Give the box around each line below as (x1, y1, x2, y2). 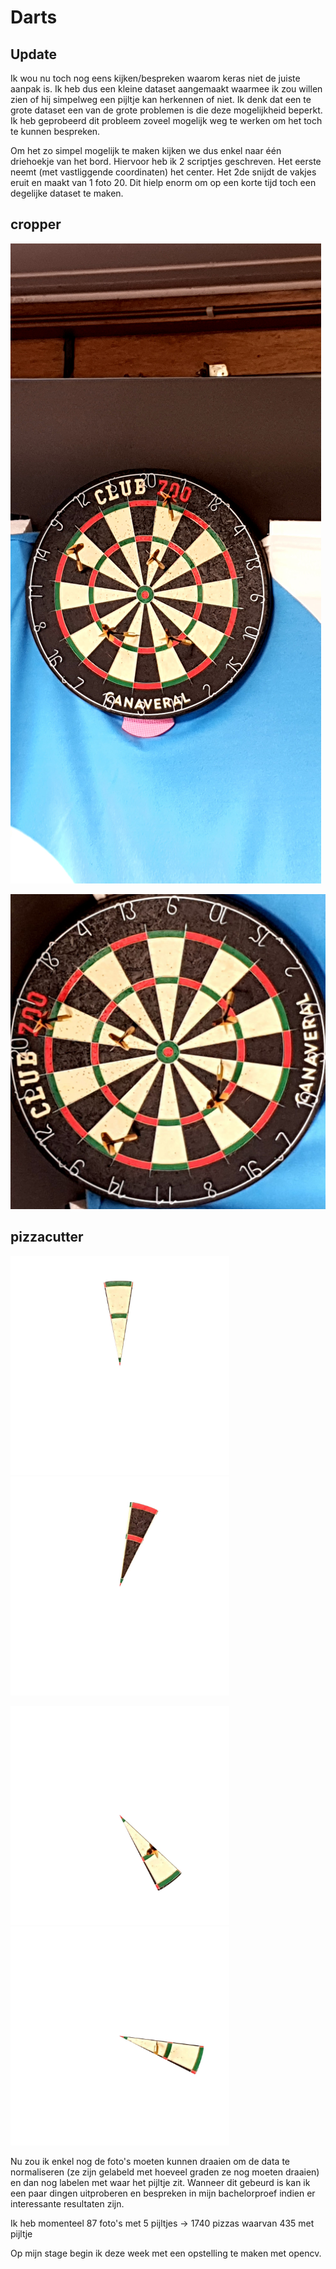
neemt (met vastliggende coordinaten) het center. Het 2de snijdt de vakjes (10, 166, 317, 178)
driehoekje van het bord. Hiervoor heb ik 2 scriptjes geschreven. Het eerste (10, 156, 322, 167)
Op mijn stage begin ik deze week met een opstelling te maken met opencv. (10, 2247, 322, 2259)
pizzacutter (10, 1229, 84, 1246)
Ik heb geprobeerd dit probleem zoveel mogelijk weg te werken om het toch (10, 115, 323, 126)
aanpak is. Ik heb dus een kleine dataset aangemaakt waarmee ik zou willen (10, 83, 323, 95)
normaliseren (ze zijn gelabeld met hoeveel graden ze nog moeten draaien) (10, 2166, 320, 2178)
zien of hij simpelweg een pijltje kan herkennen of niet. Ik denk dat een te (10, 94, 312, 105)
